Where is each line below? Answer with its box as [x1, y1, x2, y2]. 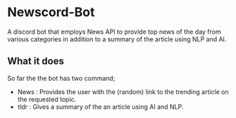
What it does [7, 55, 65, 67]
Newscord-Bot [7, 4, 95, 20]
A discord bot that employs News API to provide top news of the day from [7, 27, 221, 36]
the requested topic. [17, 95, 77, 103]
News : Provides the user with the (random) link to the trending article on [17, 87, 229, 96]
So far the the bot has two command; [7, 74, 116, 82]
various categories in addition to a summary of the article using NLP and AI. [7, 34, 227, 43]
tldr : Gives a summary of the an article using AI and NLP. [17, 103, 184, 111]
